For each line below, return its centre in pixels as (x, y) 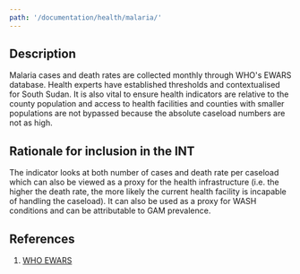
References (42, 239)
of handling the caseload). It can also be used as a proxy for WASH (133, 201)
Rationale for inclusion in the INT (102, 151)
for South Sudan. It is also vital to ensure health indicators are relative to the (149, 94)
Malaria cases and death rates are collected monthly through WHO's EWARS (150, 75)
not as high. (31, 123)
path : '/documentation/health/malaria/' (86, 17)
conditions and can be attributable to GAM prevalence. (110, 210)
